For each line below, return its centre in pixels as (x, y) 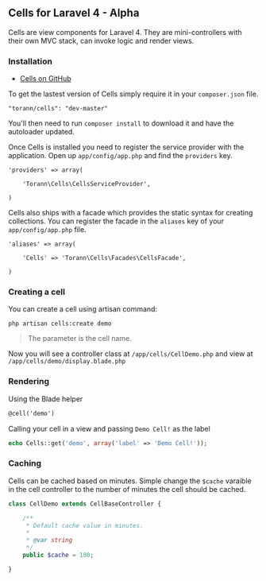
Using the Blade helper (46, 399)
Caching (25, 463)
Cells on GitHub (45, 79)
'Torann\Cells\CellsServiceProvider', (87, 184)
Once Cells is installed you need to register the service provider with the (126, 147)
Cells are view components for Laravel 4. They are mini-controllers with (125, 32)
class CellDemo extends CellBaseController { (85, 504)
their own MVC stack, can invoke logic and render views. (101, 41)
